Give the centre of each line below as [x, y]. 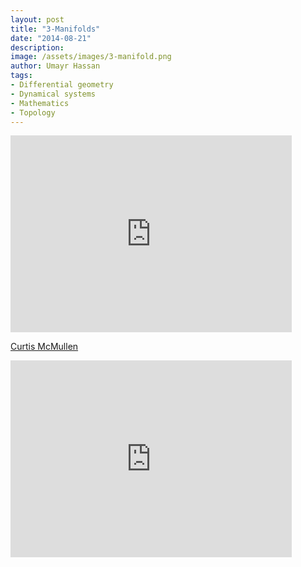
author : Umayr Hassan [55, 66]
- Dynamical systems [53, 94]
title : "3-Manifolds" [55, 29]
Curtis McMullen [44, 347]
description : [37, 47]
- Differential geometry [62, 85]
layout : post [37, 19]
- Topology [33, 112]
